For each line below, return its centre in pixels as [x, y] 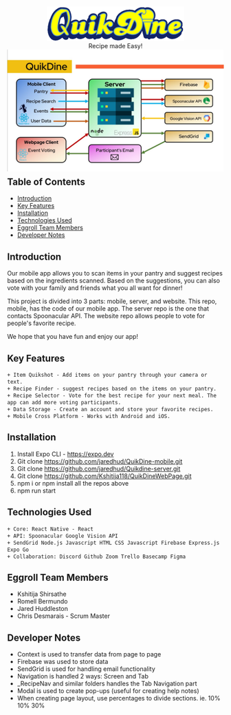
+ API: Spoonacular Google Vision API [63, 536]
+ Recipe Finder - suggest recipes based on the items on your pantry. [112, 388]
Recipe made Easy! [115, 46]
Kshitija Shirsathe [42, 594]
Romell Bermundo [42, 601]
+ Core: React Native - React [51, 529]
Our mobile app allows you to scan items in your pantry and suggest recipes [115, 273]
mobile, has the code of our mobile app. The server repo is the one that [108, 309]
